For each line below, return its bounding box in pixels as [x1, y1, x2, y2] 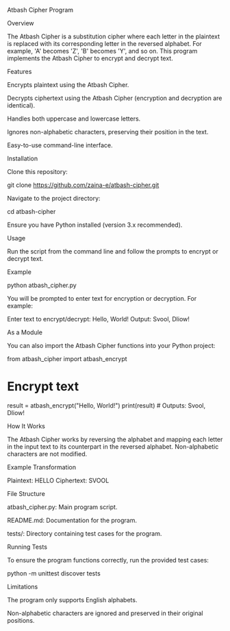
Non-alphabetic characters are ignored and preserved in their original [7, 609, 203, 617]
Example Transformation [7, 462, 77, 471]
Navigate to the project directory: [7, 195, 101, 202]
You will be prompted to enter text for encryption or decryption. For [7, 295, 197, 302]
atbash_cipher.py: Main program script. [7, 503, 118, 511]
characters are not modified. [7, 449, 88, 458]
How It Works [7, 421, 46, 430]
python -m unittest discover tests [7, 569, 101, 578]
